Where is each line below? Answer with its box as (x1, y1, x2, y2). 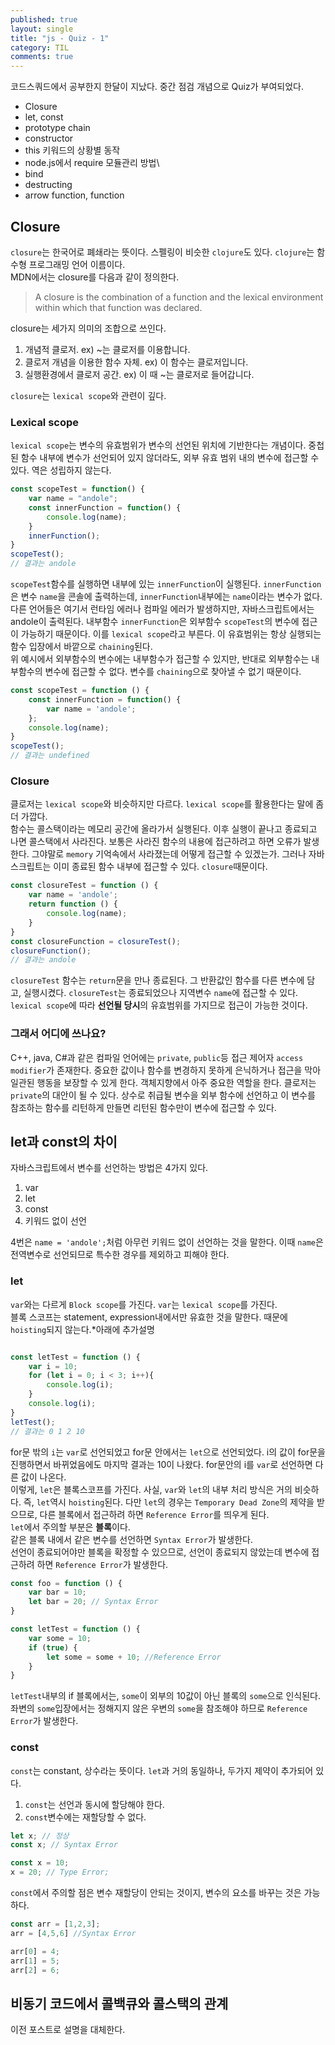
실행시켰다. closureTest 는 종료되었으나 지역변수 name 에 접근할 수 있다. (23, 987, 299, 999)
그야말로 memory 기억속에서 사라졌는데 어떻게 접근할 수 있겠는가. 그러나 (31, 848, 307, 860)
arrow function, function (24, 189, 125, 201)
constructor (24, 132, 74, 145)
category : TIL (10, 42, 70, 53)
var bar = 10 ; (28, 1587, 87, 1598)
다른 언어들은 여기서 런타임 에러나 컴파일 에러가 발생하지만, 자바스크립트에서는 (10, 603, 315, 615)
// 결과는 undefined (10, 751, 90, 761)
